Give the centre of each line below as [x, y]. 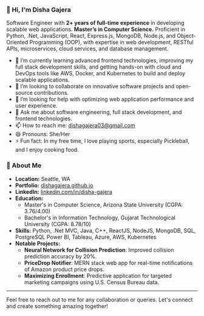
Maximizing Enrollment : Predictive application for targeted [98, 275]
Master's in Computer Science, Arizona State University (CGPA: [104, 204]
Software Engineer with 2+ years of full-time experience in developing [95, 23]
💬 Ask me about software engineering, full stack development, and [98, 112]
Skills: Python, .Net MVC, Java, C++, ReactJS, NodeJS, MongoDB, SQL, [105, 230]
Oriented [17, 43]
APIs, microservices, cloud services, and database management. [87, 49]
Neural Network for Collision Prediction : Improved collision [99, 250]
